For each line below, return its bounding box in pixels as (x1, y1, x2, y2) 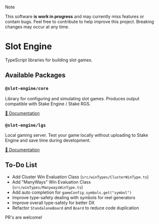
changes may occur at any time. (5, 24, 70, 30)
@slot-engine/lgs (5, 122, 46, 128)
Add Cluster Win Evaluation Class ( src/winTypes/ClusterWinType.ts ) (12, 174, 149, 180)
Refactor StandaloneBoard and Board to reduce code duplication (12, 205, 140, 211)
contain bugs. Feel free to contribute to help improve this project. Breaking (5, 19, 154, 24)
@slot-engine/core (5, 86, 49, 92)
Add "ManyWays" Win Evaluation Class (12, 179, 91, 185)
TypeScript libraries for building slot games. (5, 57, 93, 63)
